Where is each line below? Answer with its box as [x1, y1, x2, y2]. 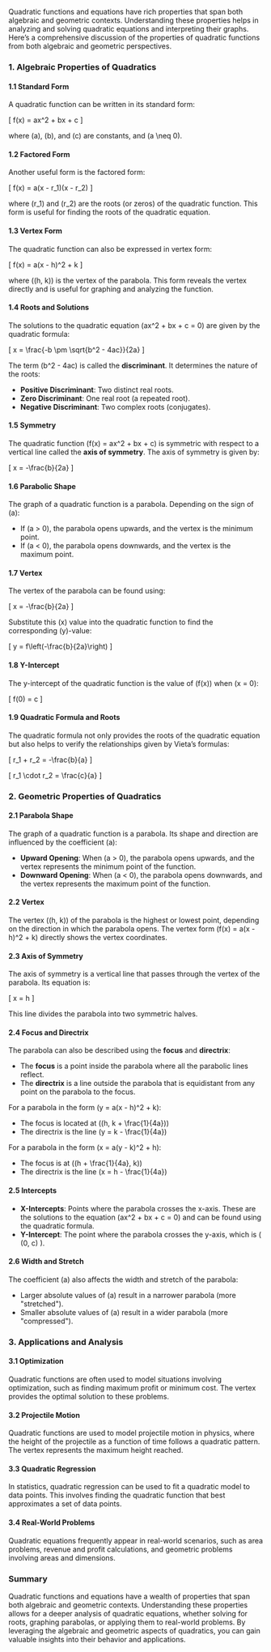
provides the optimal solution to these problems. [8, 1392, 170, 1402]
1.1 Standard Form [8, 81, 70, 92]
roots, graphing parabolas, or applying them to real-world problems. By [8, 1617, 246, 1627]
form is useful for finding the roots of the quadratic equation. [8, 207, 211, 217]
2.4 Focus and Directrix [8, 1028, 89, 1037]
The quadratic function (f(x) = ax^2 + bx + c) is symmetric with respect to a [8, 438, 260, 448]
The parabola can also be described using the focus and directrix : [8, 1045, 231, 1055]
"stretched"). [19, 1299, 64, 1309]
